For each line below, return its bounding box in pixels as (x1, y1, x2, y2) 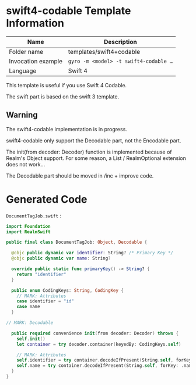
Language (9, 66, 37, 74)
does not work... (6, 161, 45, 168)
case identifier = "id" (16, 298, 75, 304)
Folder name (9, 47, 44, 56)
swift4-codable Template (6, 4, 131, 18)
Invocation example (9, 57, 63, 65)
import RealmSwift (6, 229, 51, 235)
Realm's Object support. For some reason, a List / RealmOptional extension (6, 154, 187, 162)
